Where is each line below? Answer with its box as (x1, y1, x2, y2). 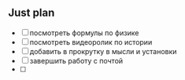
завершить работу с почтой (29, 56, 124, 65)
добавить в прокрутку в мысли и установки (29, 46, 177, 56)
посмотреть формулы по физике (29, 27, 139, 38)
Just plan (8, 6, 55, 20)
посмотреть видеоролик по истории (29, 37, 153, 46)
